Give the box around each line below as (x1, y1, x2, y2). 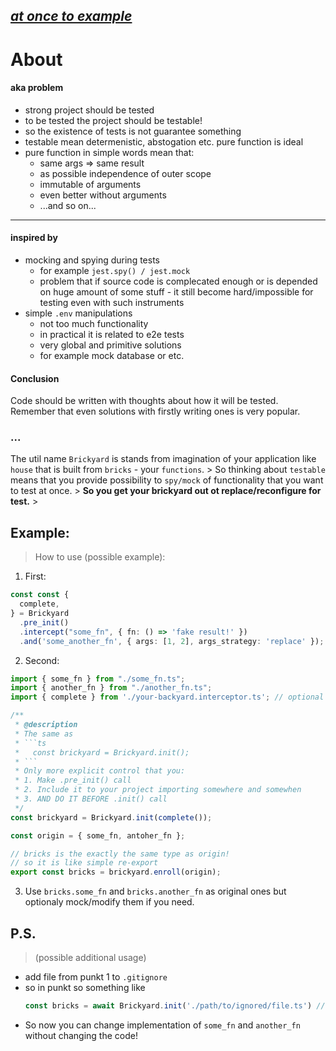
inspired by (10, 232, 58, 244)
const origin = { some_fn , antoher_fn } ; (10, 830, 186, 841)
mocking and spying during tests (24, 254, 160, 266)
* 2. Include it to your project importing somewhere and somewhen (14, 785, 302, 795)
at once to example (10, 8, 133, 25)
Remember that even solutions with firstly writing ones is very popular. (10, 405, 301, 418)
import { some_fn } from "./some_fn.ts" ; (10, 674, 186, 684)
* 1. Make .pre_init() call (14, 775, 132, 786)
